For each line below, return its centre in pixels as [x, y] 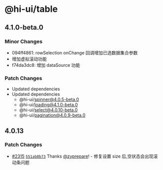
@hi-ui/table [31, 9]
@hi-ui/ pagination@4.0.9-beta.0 [52, 115]
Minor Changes [24, 42]
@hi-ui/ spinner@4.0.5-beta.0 [49, 99]
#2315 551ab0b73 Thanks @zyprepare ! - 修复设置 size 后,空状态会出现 [83, 156]
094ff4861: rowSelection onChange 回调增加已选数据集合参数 [75, 52]
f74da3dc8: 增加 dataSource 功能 [46, 65]
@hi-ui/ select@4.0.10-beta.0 [48, 110]
